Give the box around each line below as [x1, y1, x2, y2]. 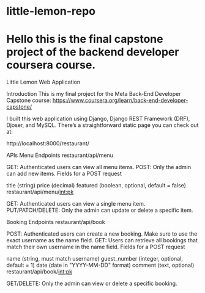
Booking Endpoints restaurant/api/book [6, 219, 105, 226]
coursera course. [6, 58, 96, 72]
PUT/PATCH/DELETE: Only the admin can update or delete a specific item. [6, 206, 193, 214]
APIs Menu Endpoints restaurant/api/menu [6, 151, 113, 159]
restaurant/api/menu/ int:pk [6, 188, 74, 196]
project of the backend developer [6, 45, 179, 59]
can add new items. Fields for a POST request [6, 170, 122, 178]
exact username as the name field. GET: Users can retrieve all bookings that [6, 237, 198, 244]
